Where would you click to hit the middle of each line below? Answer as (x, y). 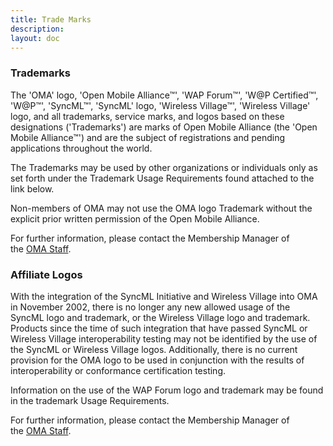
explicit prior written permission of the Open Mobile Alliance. (135, 218)
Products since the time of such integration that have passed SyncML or (159, 328)
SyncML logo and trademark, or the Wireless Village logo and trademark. (160, 317)
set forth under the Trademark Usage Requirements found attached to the (162, 178)
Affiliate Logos (46, 274)
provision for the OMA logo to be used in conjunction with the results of (157, 360)
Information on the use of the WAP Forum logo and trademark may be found (167, 390)
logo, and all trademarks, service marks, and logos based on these (147, 116)
